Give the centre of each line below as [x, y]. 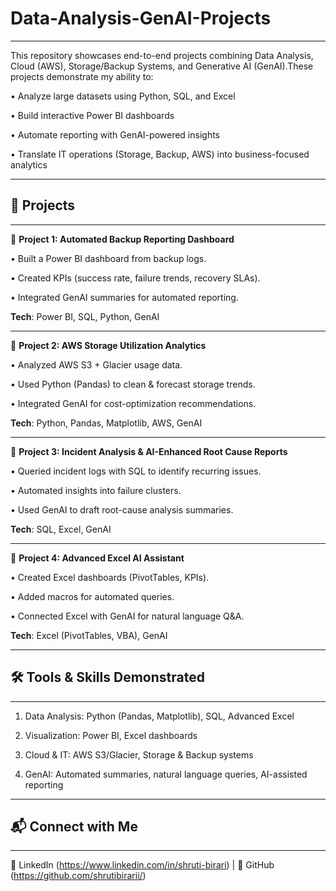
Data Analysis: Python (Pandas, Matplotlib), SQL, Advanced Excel [159, 716]
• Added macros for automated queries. [92, 596]
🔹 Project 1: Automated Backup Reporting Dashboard [122, 239]
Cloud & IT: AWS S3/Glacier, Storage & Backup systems [139, 754]
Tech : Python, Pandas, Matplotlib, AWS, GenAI [106, 423]
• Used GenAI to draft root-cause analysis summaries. [122, 509]
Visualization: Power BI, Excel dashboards [111, 735]
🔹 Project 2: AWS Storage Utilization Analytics [108, 345]
